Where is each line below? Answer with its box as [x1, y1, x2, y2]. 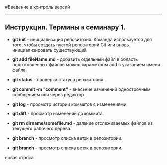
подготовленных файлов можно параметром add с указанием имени [12, 61, 160, 67]
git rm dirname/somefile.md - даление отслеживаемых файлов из [12, 120, 153, 126]
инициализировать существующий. [12, 47, 88, 53]
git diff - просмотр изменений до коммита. [12, 110, 104, 116]
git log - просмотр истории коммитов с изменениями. [12, 101, 128, 107]
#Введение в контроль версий [5, 4, 70, 10]
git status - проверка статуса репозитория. [12, 76, 105, 82]
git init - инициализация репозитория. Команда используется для [12, 36, 152, 42]
